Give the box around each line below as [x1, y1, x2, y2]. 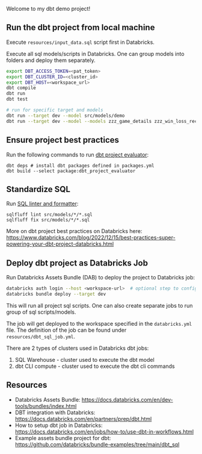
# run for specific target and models [6, 107, 103, 113]
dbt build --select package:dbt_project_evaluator [6, 168, 136, 174]
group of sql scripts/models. [6, 308, 76, 316]
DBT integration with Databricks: [14, 409, 96, 416]
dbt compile [6, 85, 36, 91]
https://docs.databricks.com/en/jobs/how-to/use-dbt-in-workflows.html [14, 428, 194, 435]
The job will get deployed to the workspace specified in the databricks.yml [6, 320, 192, 327]
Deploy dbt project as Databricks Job [6, 258, 148, 268]
